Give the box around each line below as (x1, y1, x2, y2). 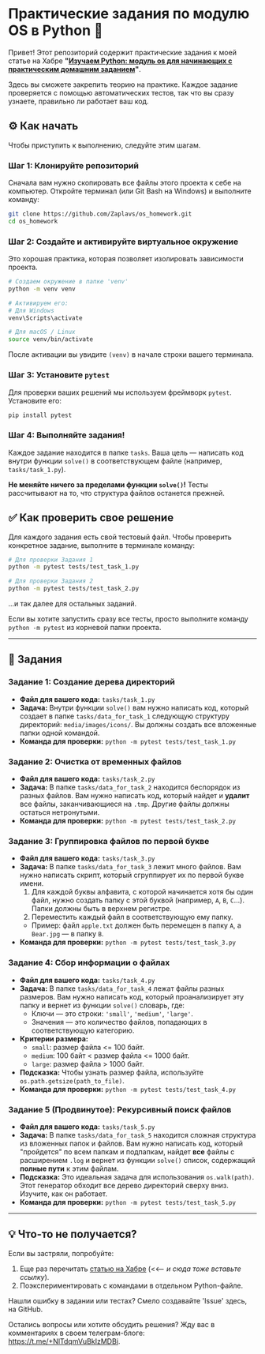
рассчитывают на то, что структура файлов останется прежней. (8, 488, 225, 497)
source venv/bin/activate (8, 336, 93, 343)
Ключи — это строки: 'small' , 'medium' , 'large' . (31, 1008, 193, 1018)
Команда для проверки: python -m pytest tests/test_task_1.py (19, 736, 237, 746)
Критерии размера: (19, 1033, 88, 1043)
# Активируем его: (8, 299, 69, 307)
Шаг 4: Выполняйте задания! (8, 429, 125, 441)
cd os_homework (8, 217, 58, 225)
